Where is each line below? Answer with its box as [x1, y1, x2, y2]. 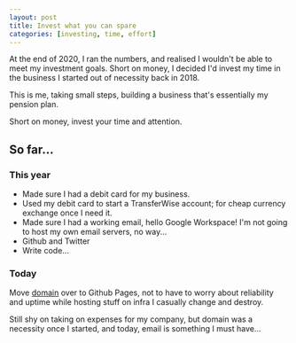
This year [9, 168, 51, 181]
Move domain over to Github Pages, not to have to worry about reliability [9, 287, 275, 298]
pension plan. [9, 99, 59, 110]
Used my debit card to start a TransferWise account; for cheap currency [21, 199, 286, 209]
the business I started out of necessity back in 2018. [9, 73, 200, 83]
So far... [9, 142, 55, 157]
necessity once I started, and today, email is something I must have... [9, 324, 261, 334]
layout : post [9, 12, 58, 22]
